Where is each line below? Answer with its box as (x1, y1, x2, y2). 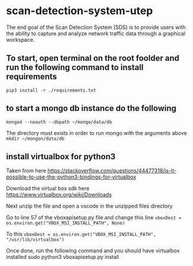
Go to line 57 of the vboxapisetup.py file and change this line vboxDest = (6, 214, 182, 221)
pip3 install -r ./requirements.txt (6, 87, 96, 93)
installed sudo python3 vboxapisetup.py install (6, 254, 119, 261)
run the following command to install (6, 63, 143, 73)
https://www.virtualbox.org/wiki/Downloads (6, 191, 112, 198)
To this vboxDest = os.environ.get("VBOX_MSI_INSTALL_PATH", (6, 231, 156, 238)
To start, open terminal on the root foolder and (6, 53, 179, 63)
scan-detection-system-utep (6, 4, 153, 18)
